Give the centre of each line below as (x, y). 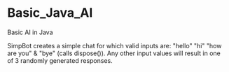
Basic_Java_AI (50, 13)
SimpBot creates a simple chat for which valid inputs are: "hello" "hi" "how (114, 45)
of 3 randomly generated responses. (60, 60)
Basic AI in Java (30, 32)
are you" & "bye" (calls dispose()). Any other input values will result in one (114, 53)
